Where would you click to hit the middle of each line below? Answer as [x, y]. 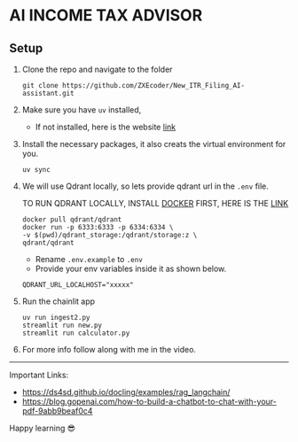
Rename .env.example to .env [89, 259]
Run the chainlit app [59, 301]
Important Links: [39, 375]
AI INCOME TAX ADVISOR [106, 16]
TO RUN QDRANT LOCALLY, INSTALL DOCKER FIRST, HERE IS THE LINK [155, 203]
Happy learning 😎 [43, 428]
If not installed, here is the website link [105, 127]
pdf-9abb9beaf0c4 [57, 411]
